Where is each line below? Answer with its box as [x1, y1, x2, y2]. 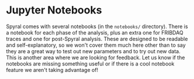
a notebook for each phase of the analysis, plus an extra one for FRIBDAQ [6, 29, 183, 36]
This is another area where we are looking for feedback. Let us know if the [6, 54, 185, 61]
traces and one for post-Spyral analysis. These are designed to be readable [6, 35, 188, 42]
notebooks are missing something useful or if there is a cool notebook [6, 60, 175, 67]
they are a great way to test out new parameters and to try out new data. [6, 47, 181, 54]
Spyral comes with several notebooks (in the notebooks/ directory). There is [6, 23, 188, 30]
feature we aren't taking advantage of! [6, 66, 98, 73]
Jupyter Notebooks [6, 4, 102, 17]
